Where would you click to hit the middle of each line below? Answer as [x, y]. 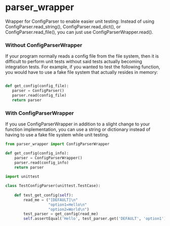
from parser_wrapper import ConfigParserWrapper [57, 144]
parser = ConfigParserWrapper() [48, 158]
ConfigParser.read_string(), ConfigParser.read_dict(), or [63, 26]
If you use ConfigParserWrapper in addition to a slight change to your [78, 124]
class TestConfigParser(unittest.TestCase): [53, 186]
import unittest [22, 177]
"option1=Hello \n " [68, 205]
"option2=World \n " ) [69, 209]
